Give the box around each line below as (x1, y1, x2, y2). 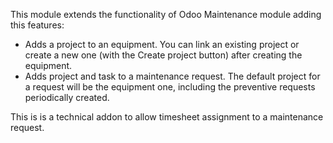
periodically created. (24, 92, 110, 103)
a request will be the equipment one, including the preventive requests (24, 81, 316, 93)
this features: (10, 19, 65, 31)
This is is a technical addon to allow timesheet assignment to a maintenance (10, 111, 324, 123)
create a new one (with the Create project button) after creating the (24, 49, 303, 61)
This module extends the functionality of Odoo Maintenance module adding (10, 9, 322, 20)
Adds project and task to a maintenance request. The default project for (24, 70, 321, 82)
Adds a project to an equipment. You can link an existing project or (24, 39, 300, 50)
